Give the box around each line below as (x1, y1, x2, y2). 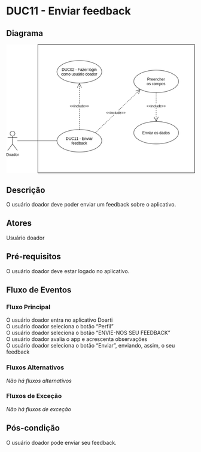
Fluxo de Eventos (6, 285, 72, 295)
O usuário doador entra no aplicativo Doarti (6, 316, 113, 324)
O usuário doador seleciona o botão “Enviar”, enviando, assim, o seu (6, 342, 175, 349)
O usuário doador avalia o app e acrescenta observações (6, 336, 148, 343)
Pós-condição (6, 423, 60, 433)
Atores (6, 218, 32, 229)
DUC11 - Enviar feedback (6, 4, 132, 18)
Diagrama (6, 28, 44, 38)
